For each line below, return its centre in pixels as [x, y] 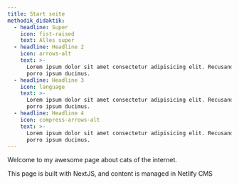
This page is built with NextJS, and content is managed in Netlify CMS [110, 174]
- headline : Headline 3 [49, 80]
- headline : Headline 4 [49, 113]
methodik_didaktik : [36, 21]
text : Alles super [47, 41]
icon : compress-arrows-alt [60, 120]
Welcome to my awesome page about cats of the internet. [92, 160]
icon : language [43, 87]
